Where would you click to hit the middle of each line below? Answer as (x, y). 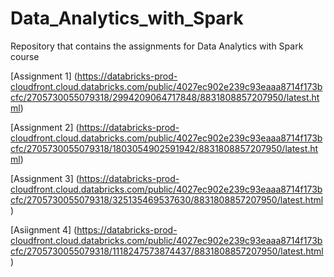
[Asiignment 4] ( (44, 229)
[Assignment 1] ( (44, 76)
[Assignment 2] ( (45, 127)
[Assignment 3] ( (45, 178)
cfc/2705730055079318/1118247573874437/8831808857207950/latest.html (167, 251)
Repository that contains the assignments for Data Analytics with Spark (157, 46)
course (25, 56)
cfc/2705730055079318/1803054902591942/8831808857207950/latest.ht (164, 148)
